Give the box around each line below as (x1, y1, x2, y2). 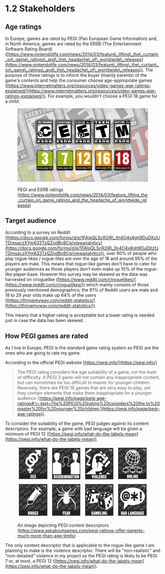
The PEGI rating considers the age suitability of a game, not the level (17, 369, 157, 375)
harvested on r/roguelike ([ (5, 277, 60, 283)
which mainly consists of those (86, 282, 149, 288)
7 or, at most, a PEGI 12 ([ (5, 558, 57, 564)
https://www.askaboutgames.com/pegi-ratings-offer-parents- (19, 527, 145, 533)
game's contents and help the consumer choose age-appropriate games (5, 77, 153, 83)
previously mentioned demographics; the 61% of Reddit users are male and (5, 287, 158, 293)
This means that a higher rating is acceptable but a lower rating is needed (5, 312, 155, 318)
